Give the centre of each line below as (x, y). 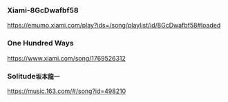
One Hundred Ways (40, 43)
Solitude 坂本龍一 (34, 76)
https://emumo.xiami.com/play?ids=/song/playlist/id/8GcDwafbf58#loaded (114, 25)
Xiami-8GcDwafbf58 (43, 10)
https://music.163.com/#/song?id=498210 (67, 91)
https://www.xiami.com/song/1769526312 (67, 58)
